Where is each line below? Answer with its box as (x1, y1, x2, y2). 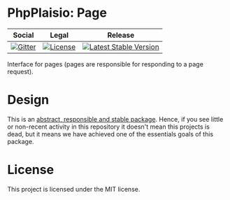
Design (7, 92, 50, 108)
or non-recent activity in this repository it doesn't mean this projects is (7, 122, 210, 131)
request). (7, 67, 34, 76)
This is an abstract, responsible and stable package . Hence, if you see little (7, 115, 224, 123)
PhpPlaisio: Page (7, 5, 107, 21)
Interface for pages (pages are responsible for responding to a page (7, 59, 204, 68)
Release (107, 30, 135, 40)
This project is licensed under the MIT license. (7, 185, 141, 193)
